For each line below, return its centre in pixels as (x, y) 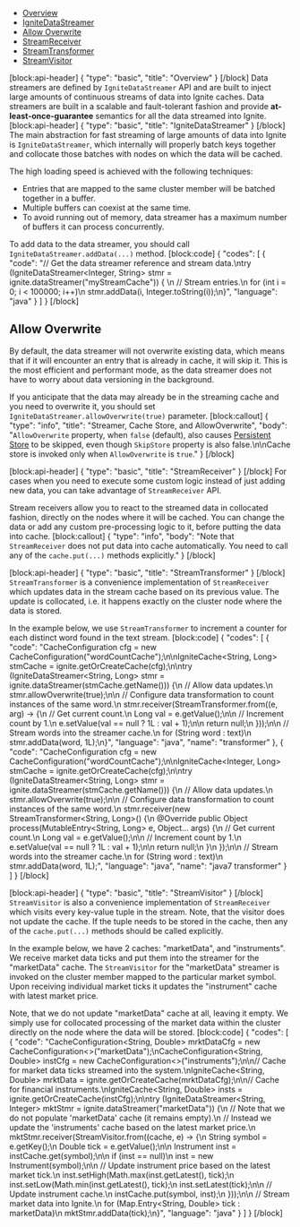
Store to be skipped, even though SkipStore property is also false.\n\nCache (150, 444)
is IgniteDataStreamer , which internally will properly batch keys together (143, 144)
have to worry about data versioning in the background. (112, 379)
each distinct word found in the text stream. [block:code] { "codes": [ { (139, 637)
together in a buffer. (59, 198)
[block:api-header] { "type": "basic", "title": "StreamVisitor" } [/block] (137, 892)
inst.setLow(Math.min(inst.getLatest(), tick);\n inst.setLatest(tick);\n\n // (141, 1184)
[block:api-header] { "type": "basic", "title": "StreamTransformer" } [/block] (147, 572)
